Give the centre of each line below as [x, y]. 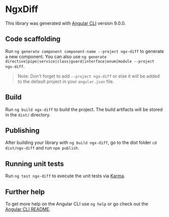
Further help [25, 192]
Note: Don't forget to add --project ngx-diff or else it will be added [89, 76]
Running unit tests [35, 164]
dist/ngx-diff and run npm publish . [42, 148]
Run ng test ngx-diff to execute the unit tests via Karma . [65, 176]
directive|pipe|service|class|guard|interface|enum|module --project [80, 61]
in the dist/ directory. [28, 115]
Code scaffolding [33, 39]
